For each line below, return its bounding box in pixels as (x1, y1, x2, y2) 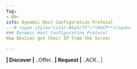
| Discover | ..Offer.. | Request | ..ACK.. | (6, 56, 103, 63)
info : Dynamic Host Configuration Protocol (6, 19, 114, 25)
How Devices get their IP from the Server (6, 35, 111, 41)
